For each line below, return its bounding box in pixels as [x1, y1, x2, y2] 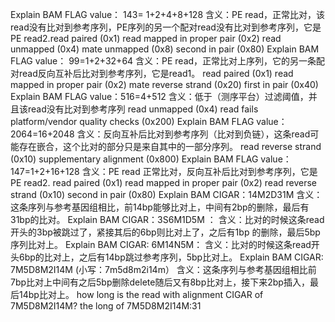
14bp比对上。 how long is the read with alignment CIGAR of [18, 289, 264, 300]
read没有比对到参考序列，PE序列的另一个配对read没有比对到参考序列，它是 [10, 21, 322, 33]
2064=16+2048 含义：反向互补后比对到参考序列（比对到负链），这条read [10, 128, 311, 140]
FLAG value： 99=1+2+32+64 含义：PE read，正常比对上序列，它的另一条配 [10, 55, 326, 67]
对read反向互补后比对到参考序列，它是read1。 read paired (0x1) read [10, 68, 294, 79]
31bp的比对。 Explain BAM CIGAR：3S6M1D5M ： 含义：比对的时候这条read [10, 214, 325, 225]
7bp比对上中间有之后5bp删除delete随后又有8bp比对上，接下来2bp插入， [10, 276, 310, 288]
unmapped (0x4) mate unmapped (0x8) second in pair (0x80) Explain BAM [10, 43, 320, 55]
